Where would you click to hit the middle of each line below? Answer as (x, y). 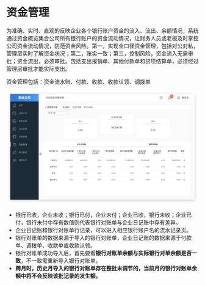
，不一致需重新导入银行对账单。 (61, 261)
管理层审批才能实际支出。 (38, 68)
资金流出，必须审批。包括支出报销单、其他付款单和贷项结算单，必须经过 (108, 61)
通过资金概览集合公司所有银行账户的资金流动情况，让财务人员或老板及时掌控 (103, 38)
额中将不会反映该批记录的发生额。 (58, 276)
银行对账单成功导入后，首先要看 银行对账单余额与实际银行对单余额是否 (103, 253)
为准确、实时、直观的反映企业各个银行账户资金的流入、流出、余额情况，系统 (103, 31)
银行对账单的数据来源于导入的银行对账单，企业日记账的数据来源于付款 (103, 237)
